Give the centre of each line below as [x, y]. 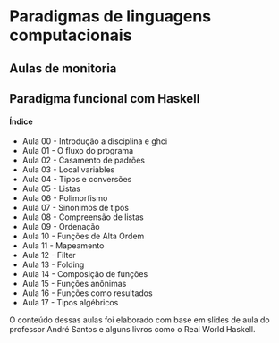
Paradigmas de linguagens [110, 17]
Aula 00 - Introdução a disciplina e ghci [95, 141]
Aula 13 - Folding [53, 264]
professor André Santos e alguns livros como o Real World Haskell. [132, 330]
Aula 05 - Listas [51, 188]
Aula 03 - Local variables [68, 170]
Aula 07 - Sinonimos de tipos [76, 208]
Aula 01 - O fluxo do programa [78, 151]
